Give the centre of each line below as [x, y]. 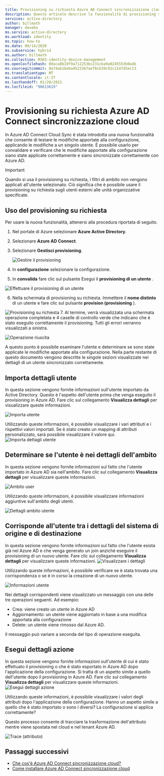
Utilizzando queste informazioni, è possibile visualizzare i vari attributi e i [78, 424]
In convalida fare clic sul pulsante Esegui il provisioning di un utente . [83, 279]
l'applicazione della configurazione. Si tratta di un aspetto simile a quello [78, 672]
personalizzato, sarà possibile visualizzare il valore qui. [60, 434]
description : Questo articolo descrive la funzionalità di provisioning [81, 14]
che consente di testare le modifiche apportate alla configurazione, [72, 140]
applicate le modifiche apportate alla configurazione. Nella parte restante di [81, 352]
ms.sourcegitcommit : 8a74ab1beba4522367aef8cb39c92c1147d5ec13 [71, 69]
